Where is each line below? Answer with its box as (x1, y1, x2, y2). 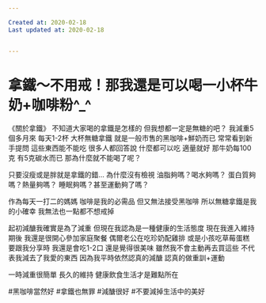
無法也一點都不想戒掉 (44, 206, 115, 216)
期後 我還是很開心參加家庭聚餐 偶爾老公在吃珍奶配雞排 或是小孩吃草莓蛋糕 (8, 233, 250, 243)
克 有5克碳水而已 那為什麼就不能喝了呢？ (8, 153, 142, 163)
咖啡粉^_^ (31, 96, 92, 114)
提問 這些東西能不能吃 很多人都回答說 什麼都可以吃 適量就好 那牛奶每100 (14, 143, 252, 153)
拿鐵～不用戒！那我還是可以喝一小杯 (8, 76, 245, 94)
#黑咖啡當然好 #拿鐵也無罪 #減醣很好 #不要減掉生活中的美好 (8, 286, 206, 297)
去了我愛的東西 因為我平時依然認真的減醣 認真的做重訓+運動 (28, 253, 226, 263)
